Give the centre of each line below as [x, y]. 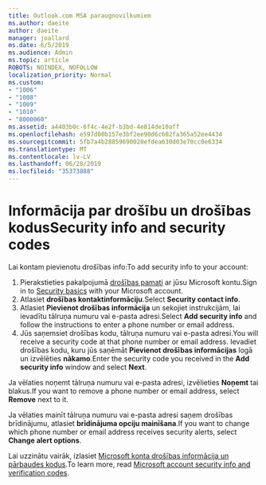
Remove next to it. [39, 399]
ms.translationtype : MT [48, 149]
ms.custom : [26, 82]
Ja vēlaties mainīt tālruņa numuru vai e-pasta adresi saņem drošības [121, 415]
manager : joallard [39, 38]
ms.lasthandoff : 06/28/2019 [55, 164]
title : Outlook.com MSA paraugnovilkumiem [80, 16]
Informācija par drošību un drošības [130, 211]
